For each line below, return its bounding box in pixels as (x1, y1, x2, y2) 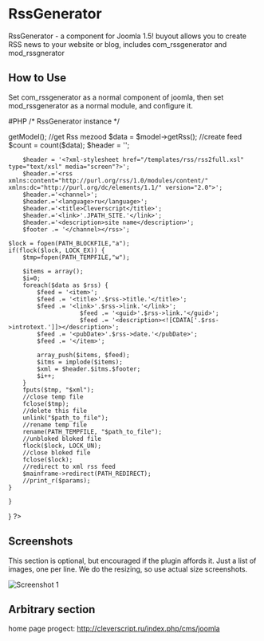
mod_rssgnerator (8, 48, 65, 57)
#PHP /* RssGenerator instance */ (8, 116, 120, 126)
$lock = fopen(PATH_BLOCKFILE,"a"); (8, 239, 130, 247)
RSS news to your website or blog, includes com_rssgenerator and (8, 39, 227, 49)
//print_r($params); (22, 476, 91, 485)
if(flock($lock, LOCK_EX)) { (8, 246, 105, 254)
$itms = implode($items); (37, 358, 124, 366)
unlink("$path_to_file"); (22, 414, 109, 422)
